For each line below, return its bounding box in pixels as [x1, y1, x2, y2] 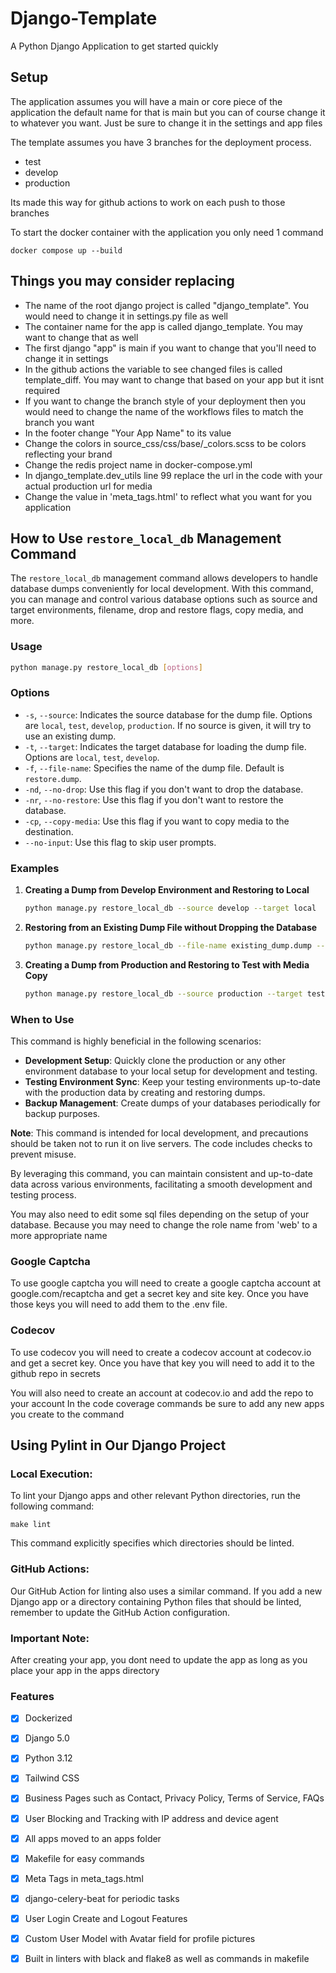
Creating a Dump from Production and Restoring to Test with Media [24, 958, 310, 971]
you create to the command [10, 1408, 125, 1420]
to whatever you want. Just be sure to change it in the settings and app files [10, 117, 323, 129]
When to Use [10, 1012, 75, 1026]
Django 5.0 [24, 1732, 70, 1744]
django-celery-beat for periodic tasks [24, 1892, 180, 1904]
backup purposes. [24, 1108, 101, 1120]
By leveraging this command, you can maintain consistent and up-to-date [10, 1168, 313, 1180]
